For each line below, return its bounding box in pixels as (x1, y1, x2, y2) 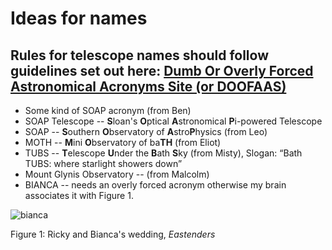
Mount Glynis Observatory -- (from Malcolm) (24, 168, 210, 180)
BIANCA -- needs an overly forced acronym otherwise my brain (24, 179, 287, 191)
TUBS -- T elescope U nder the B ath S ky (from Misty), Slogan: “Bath (24, 147, 303, 159)
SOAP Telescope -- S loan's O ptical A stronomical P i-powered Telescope (24, 115, 323, 127)
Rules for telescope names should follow (10, 47, 269, 64)
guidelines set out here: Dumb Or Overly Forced (10, 62, 314, 79)
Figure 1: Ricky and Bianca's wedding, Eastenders (10, 228, 216, 240)
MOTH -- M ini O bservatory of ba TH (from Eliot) (24, 137, 222, 148)
